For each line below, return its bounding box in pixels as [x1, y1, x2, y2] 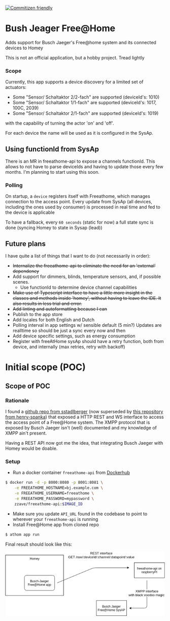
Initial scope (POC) [5, 361, 86, 373]
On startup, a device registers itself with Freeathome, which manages [5, 193, 151, 199]
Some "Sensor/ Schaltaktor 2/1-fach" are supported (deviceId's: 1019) [12, 110, 159, 116]
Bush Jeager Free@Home [5, 23, 116, 34]
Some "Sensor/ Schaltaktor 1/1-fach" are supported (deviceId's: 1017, [12, 100, 157, 106]
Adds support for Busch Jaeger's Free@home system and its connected [5, 39, 156, 45]
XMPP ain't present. [5, 430, 47, 437]
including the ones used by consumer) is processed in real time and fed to [5, 204, 161, 210]
